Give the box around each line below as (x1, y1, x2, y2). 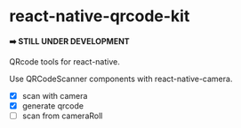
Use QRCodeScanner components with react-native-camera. (9, 73, 233, 84)
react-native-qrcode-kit (9, 6, 190, 26)
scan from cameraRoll (21, 110, 103, 121)
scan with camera (21, 90, 88, 101)
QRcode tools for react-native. (9, 56, 120, 67)
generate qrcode (21, 101, 84, 111)
